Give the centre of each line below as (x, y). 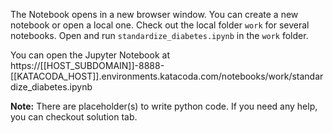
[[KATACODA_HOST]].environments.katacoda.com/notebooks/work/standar (167, 76)
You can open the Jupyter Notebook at (90, 55)
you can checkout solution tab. (74, 117)
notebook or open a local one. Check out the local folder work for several (160, 25)
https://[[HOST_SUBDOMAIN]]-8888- (87, 65)
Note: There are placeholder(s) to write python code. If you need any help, (164, 106)
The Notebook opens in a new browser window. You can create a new (154, 14)
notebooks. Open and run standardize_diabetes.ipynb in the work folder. (159, 35)
